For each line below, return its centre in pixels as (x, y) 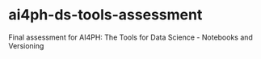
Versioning (26, 45)
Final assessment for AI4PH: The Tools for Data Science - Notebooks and (130, 37)
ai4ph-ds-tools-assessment (105, 15)
